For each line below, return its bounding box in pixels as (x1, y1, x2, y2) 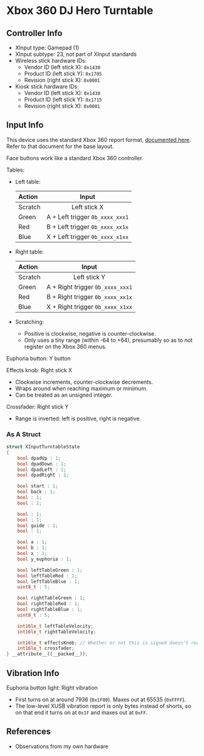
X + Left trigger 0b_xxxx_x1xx (46, 232, 129, 241)
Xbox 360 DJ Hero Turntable (6, 4, 154, 18)
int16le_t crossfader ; (17, 645, 75, 652)
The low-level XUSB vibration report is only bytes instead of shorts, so (15, 702, 191, 710)
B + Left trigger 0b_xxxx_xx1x (46, 222, 129, 231)
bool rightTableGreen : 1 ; (17, 595, 86, 601)
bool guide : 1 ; (17, 522, 59, 529)
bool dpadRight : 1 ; (17, 472, 69, 478)
